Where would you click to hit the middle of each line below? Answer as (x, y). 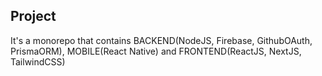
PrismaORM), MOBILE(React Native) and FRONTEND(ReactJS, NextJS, (156, 51)
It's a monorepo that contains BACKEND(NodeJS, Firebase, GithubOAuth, (161, 40)
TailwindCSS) (38, 61)
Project (33, 16)
